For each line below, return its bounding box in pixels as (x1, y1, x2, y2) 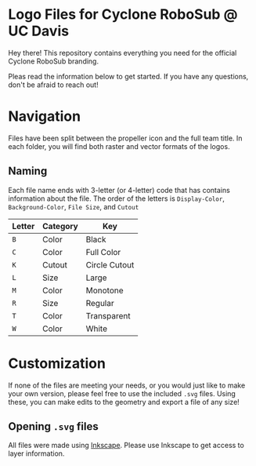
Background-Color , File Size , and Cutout (8, 202, 139, 211)
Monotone (85, 285, 124, 296)
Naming (8, 165, 48, 178)
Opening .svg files (8, 420, 99, 433)
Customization (8, 355, 106, 372)
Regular (85, 297, 115, 308)
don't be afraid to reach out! (8, 80, 99, 89)
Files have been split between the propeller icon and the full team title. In (8, 133, 243, 143)
